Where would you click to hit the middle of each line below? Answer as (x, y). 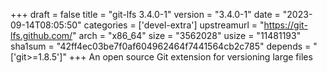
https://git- (285, 25)
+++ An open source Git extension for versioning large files (190, 57)
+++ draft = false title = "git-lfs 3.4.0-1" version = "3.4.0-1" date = (145, 14)
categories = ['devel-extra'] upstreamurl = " (174, 25)
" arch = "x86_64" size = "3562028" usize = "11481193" (187, 35)
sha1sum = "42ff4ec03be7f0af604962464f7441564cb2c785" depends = (161, 46)
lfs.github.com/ (41, 35)
